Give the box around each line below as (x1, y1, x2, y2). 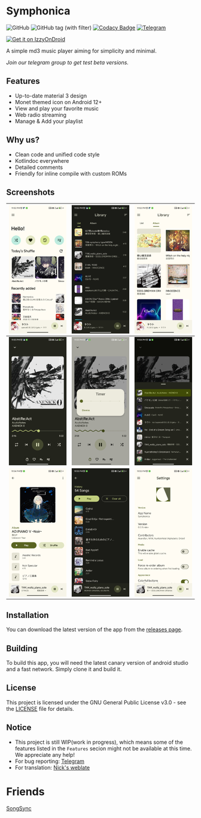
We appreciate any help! (14, 751, 75, 758)
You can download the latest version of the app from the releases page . (6, 626, 183, 633)
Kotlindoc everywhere (14, 157, 69, 164)
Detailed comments (14, 163, 63, 171)
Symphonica (6, 4, 71, 18)
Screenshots (6, 187, 55, 197)
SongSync (6, 804, 32, 812)
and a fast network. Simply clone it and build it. (6, 665, 122, 672)
